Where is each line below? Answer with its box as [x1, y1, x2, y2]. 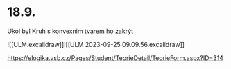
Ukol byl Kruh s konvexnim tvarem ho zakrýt [7, 27, 134, 35]
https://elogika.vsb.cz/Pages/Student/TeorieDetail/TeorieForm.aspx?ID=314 [7, 53, 224, 62]
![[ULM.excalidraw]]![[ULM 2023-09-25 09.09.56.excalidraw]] [7, 40, 185, 48]
